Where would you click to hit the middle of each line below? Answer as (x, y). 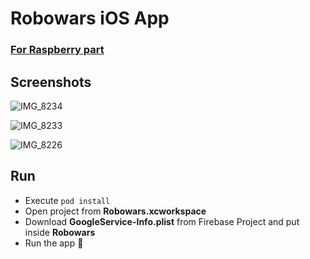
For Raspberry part (57, 50)
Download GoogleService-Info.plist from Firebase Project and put (162, 221)
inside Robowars (60, 232)
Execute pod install (67, 200)
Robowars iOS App (90, 18)
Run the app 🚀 (54, 243)
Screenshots (51, 82)
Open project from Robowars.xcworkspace (115, 211)
